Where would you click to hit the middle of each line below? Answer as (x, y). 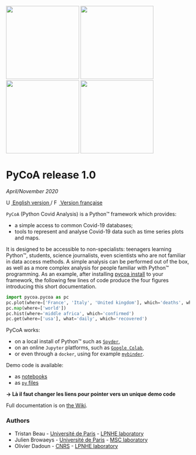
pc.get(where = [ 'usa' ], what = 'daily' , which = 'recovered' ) (77, 319)
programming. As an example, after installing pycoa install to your (85, 274)
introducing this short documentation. (51, 286)
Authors (18, 420)
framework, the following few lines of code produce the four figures (87, 280)
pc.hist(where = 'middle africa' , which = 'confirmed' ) (70, 313)
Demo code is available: (35, 365)
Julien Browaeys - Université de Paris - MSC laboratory (81, 440)
